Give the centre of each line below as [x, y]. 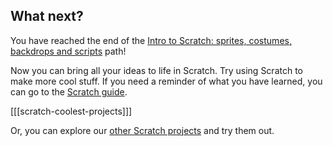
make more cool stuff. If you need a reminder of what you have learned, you [166, 81]
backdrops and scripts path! [68, 51]
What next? [47, 16]
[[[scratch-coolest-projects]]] [71, 111]
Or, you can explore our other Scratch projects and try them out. [142, 130]
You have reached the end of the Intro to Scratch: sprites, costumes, [151, 40]
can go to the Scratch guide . [69, 91]
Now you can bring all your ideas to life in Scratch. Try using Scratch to [156, 70]
